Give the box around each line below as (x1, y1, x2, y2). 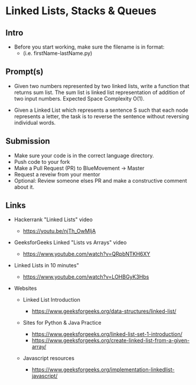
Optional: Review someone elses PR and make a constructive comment (14, 177, 187, 184)
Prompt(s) (5, 67, 44, 77)
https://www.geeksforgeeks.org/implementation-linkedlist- (31, 366, 175, 373)
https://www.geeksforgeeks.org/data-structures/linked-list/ (31, 308, 177, 315)
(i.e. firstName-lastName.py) (22, 50, 93, 57)
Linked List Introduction (22, 296, 80, 303)
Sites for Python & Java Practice (22, 319, 102, 326)
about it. (14, 183, 35, 190)
